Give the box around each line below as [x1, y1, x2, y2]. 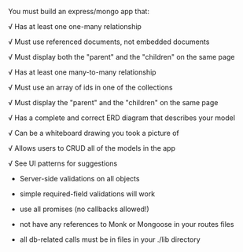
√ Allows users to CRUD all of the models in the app [8, 144, 175, 152]
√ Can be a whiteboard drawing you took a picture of [8, 129, 179, 137]
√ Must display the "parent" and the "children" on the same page [8, 98, 219, 107]
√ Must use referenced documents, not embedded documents [8, 37, 210, 46]
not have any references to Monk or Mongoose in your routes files [19, 220, 234, 228]
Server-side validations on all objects [19, 174, 140, 183]
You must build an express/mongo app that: [8, 7, 149, 16]
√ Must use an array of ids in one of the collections [8, 82, 173, 92]
